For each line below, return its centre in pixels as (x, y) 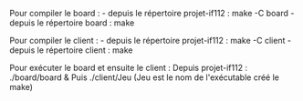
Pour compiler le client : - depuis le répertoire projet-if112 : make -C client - (151, 40)
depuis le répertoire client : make (71, 50)
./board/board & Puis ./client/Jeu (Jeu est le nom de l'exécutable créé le (145, 77)
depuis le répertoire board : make (72, 23)
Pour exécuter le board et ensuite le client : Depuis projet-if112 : (129, 68)
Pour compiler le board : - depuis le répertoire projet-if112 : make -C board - (152, 13)
